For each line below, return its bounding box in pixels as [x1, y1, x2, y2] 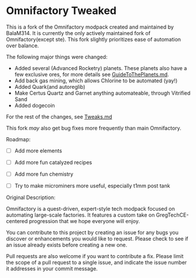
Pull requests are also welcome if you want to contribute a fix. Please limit [6, 253, 184, 260]
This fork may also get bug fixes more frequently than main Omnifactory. [6, 124, 181, 131]
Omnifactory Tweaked [6, 4, 117, 18]
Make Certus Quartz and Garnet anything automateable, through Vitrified [14, 89, 191, 96]
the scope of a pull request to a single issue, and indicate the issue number [6, 259, 187, 266]
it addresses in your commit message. [6, 265, 98, 272]
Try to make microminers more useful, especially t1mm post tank [14, 182, 171, 189]
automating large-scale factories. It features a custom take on [6, 211, 155, 218]
